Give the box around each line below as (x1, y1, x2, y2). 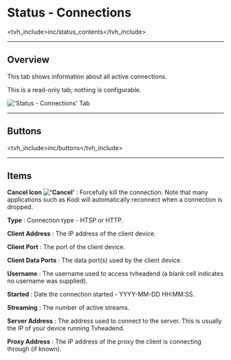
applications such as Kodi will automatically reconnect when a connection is (7, 195, 223, 204)
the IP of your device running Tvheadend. (7, 324, 125, 332)
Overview (7, 54, 50, 66)
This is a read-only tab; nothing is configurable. (7, 85, 142, 94)
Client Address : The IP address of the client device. (7, 229, 156, 238)
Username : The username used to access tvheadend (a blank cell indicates (7, 270, 224, 278)
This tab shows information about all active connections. (7, 72, 167, 81)
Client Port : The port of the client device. (7, 243, 126, 251)
